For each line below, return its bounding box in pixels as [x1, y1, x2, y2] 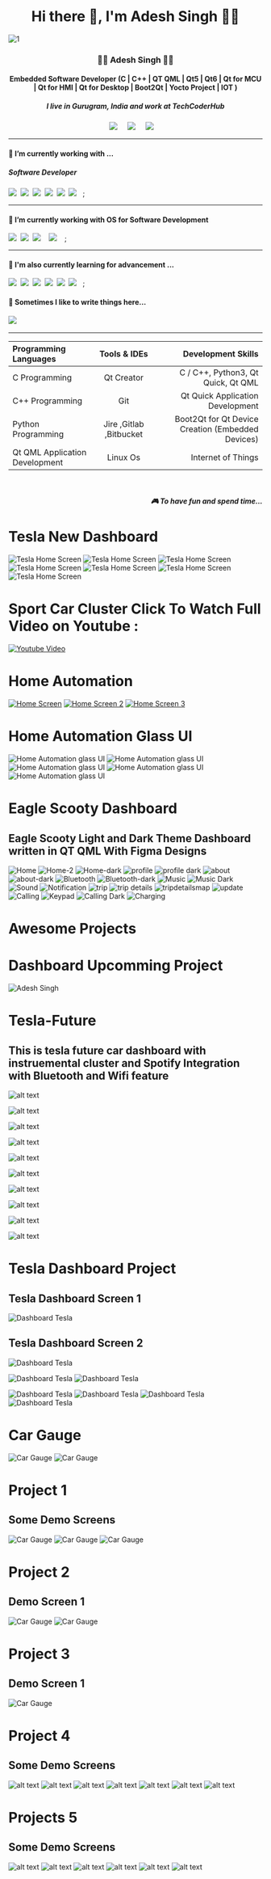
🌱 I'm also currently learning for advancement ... [8, 259, 175, 269]
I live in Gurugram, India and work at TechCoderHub [46, 101, 225, 112]
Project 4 [8, 1727, 71, 1745]
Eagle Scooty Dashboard [8, 799, 177, 818]
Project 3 [8, 1645, 70, 1663]
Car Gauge [8, 1426, 82, 1445]
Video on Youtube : [8, 617, 139, 635]
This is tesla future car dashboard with [8, 1043, 206, 1057]
